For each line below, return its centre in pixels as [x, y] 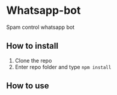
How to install [32, 46]
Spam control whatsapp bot [40, 27]
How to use [28, 86]
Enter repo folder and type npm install [63, 67]
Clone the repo [33, 60]
